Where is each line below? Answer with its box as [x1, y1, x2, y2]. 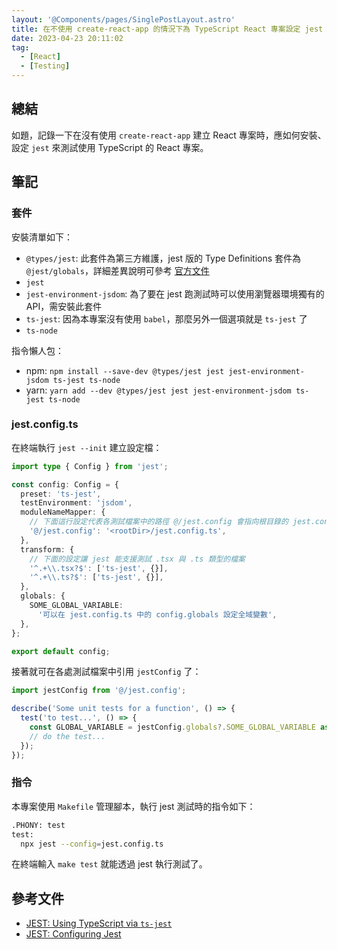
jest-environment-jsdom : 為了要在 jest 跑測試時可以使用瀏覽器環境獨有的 [25, 287, 325, 300]
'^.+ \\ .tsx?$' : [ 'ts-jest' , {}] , [29, 563, 169, 573]
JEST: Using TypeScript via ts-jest [25, 917, 173, 930]
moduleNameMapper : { [20, 507, 106, 518]
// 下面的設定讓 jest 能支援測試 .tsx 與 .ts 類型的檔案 [29, 554, 246, 564]
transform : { [20, 544, 75, 555]
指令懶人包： [11, 344, 64, 356]
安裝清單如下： [11, 231, 73, 243]
